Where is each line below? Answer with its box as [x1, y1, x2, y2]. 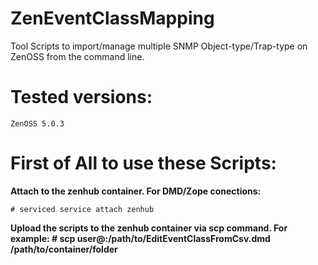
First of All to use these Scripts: [10, 152, 277, 175]
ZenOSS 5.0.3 [10, 118, 65, 129]
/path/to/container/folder [10, 243, 118, 255]
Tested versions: [10, 86, 153, 109]
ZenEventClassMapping [10, 7, 215, 30]
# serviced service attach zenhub [10, 204, 155, 214]
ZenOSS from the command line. [10, 50, 145, 62]
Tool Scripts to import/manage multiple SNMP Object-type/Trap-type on [10, 40, 308, 52]
